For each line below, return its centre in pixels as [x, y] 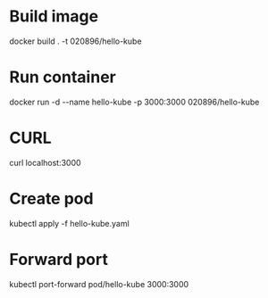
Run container [63, 77]
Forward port [59, 259]
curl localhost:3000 [46, 162]
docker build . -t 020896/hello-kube [75, 41]
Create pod [51, 199]
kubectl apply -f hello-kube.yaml [69, 223]
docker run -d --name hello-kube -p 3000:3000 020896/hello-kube [134, 102]
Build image [54, 17]
